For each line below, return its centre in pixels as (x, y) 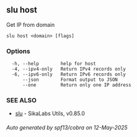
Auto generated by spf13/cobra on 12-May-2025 (67, 128)
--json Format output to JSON (70, 80)
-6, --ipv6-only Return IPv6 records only (69, 75)
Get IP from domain (31, 24)
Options (18, 51)
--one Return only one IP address (77, 85)
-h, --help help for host (54, 64)
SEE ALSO (22, 100)
